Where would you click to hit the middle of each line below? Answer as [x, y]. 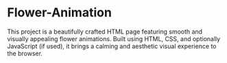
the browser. [25, 53]
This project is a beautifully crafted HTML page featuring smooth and [105, 32]
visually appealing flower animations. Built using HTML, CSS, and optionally [114, 38]
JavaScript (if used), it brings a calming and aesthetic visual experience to [112, 46]
